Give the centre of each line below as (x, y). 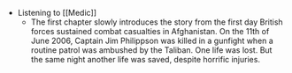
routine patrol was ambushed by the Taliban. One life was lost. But (151, 50)
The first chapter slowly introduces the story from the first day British (157, 22)
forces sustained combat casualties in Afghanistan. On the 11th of (150, 31)
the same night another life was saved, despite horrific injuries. (146, 59)
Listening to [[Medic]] (57, 13)
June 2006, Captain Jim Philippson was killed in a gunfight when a (152, 40)
